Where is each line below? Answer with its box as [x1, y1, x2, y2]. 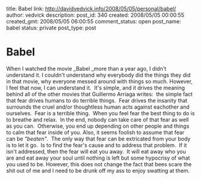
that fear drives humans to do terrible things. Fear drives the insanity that [6, 97, 188, 104]
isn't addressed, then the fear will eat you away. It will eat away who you [6, 148, 187, 155]
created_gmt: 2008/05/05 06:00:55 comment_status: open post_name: [6, 18, 181, 25]
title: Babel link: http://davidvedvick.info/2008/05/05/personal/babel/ [6, 5, 176, 12]
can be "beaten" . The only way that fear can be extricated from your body [6, 135, 191, 142]
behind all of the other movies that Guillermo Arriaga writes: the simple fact [6, 90, 193, 98]
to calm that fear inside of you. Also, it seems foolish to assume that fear [6, 128, 185, 136]
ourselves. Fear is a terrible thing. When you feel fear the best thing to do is [6, 109, 195, 116]
